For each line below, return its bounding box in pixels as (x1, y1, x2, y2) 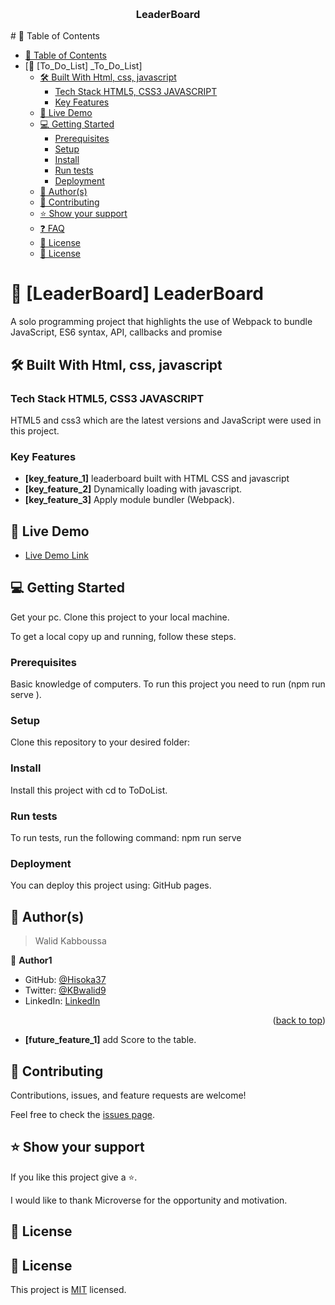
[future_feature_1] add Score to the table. (24, 1034, 197, 1046)
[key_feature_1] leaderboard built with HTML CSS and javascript (24, 473, 290, 485)
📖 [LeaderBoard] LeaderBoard (10, 283, 264, 305)
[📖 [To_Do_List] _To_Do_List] (24, 60, 143, 72)
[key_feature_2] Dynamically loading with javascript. (24, 483, 243, 495)
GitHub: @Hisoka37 (24, 974, 107, 986)
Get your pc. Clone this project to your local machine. (10, 611, 230, 623)
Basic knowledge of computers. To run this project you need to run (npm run (10, 678, 326, 690)
